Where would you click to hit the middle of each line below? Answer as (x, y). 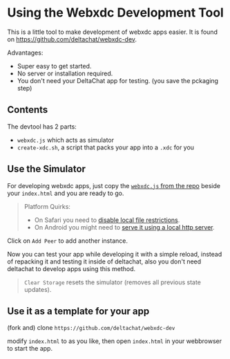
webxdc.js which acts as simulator (66, 140)
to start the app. (30, 349)
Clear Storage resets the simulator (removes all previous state (113, 282)
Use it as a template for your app (78, 311)
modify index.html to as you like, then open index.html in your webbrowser (115, 341)
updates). (38, 289)
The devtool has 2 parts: (42, 127)
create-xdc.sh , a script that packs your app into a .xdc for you (106, 147)
